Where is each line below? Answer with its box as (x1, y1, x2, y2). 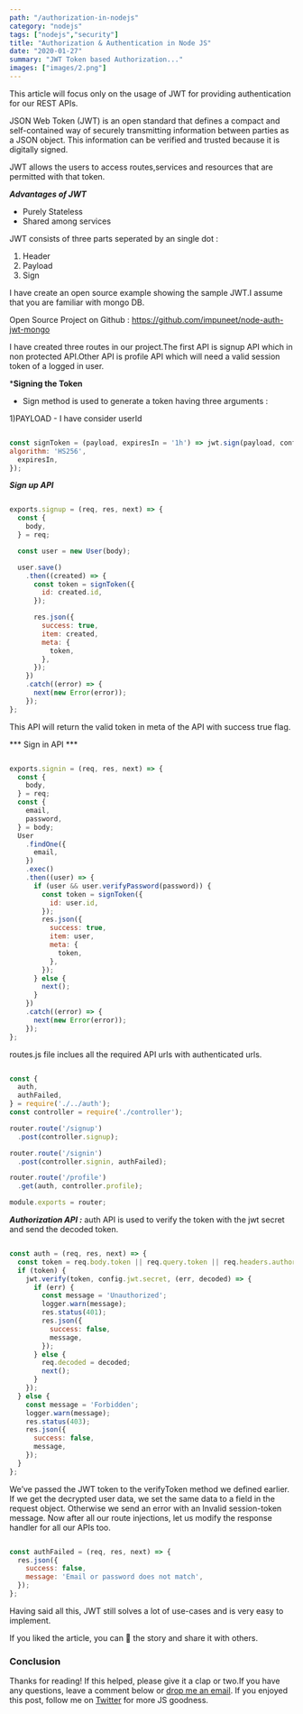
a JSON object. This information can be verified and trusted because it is (9, 134, 280, 145)
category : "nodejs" (9, 22, 83, 31)
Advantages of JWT (9, 189, 87, 199)
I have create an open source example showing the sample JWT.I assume (9, 287, 283, 298)
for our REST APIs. (9, 97, 78, 108)
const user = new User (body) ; (17, 547, 131, 556)
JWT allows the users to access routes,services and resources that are (9, 161, 273, 172)
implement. (9, 1615, 51, 1626)
